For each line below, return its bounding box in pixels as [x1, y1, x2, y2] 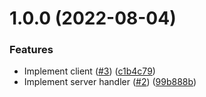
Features [9, 43, 54, 57]
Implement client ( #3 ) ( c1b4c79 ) [23, 65, 156, 77]
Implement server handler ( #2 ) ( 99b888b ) [23, 76, 197, 88]
